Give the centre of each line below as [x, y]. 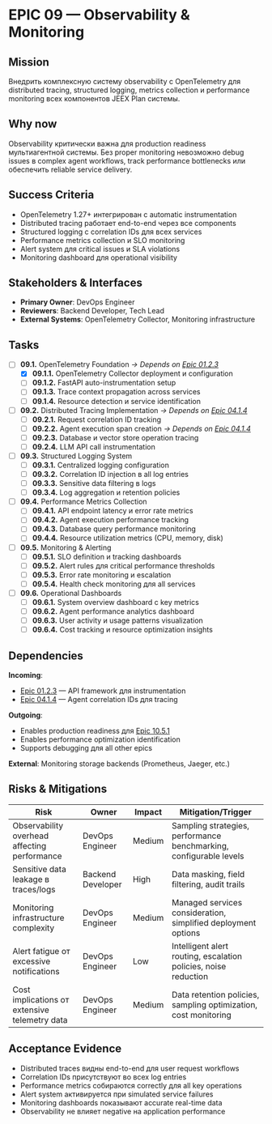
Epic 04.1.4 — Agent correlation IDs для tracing [99, 699]
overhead [31, 836]
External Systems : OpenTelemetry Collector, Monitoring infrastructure [138, 319]
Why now [33, 124]
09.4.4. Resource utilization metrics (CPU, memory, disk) [128, 538]
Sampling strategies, [210, 825]
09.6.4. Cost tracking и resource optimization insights [122, 630]
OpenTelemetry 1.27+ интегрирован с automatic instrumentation [128, 214]
